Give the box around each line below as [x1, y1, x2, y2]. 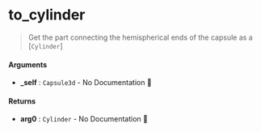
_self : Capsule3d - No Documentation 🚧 [19, 78, 152, 87]
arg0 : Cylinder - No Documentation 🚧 [19, 114, 148, 124]
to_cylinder [8, 6, 86, 24]
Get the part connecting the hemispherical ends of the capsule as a [27, 32, 253, 42]
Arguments [8, 59, 48, 70]
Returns [8, 96, 36, 106]
